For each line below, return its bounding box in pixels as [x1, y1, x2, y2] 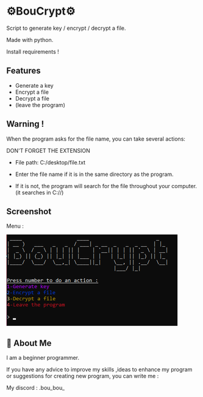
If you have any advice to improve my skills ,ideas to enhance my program [6, 366, 193, 373]
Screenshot [6, 206, 52, 217]
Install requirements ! [6, 47, 59, 55]
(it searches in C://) [15, 189, 64, 196]
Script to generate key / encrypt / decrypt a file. [6, 24, 126, 32]
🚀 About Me [6, 338, 52, 348]
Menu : [6, 222, 24, 230]
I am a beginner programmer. [6, 354, 80, 362]
